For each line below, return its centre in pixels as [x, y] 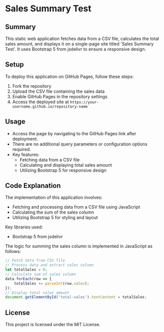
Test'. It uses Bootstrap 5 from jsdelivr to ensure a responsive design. [76, 49]
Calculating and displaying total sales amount [66, 165]
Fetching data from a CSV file [50, 160]
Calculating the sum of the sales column [53, 212]
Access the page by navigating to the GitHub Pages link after [74, 133]
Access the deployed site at [41, 102]
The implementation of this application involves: [54, 197]
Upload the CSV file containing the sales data [58, 91]
